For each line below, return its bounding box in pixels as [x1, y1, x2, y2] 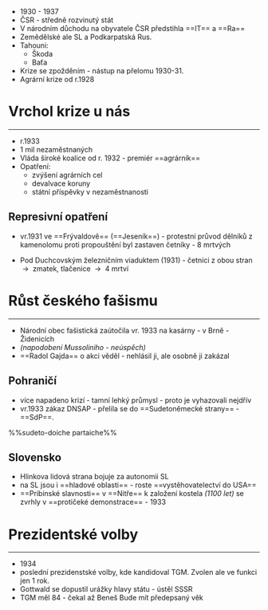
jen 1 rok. [19, 576, 50, 585]
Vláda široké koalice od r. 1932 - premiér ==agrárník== [19, 153, 201, 163]
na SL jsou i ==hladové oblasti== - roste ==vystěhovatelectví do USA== [19, 480, 257, 490]
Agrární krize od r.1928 [19, 75, 95, 84]
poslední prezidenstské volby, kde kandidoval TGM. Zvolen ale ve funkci [19, 568, 258, 577]
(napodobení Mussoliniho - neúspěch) [19, 342, 146, 352]
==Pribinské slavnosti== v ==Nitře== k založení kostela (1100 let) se [19, 489, 245, 498]
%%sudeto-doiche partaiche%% [8, 427, 117, 437]
